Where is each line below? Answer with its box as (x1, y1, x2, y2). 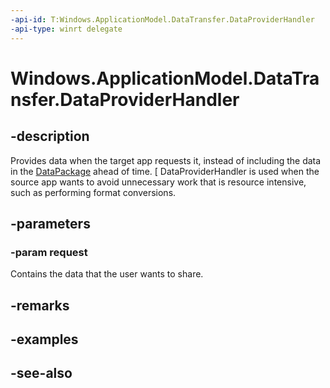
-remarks (10, 297, 70, 314)
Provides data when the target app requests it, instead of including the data (10, 154, 322, 166)
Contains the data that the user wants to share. (10, 268, 204, 280)
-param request (10, 245, 88, 259)
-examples (10, 331, 79, 348)
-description (10, 128, 90, 145)
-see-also (10, 365, 73, 382)
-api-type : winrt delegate (10, 24, 123, 34)
